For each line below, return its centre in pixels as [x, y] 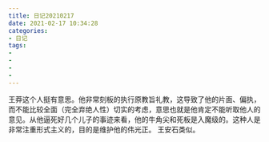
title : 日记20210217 [41, 16]
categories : [28, 30]
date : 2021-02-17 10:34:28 [53, 23]
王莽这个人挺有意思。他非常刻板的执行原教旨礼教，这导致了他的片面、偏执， [134, 99]
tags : [17, 46]
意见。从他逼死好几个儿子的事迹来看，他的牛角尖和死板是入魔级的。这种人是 [134, 119]
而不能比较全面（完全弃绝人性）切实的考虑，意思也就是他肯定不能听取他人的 [134, 109]
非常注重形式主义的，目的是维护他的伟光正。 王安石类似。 [104, 129]
